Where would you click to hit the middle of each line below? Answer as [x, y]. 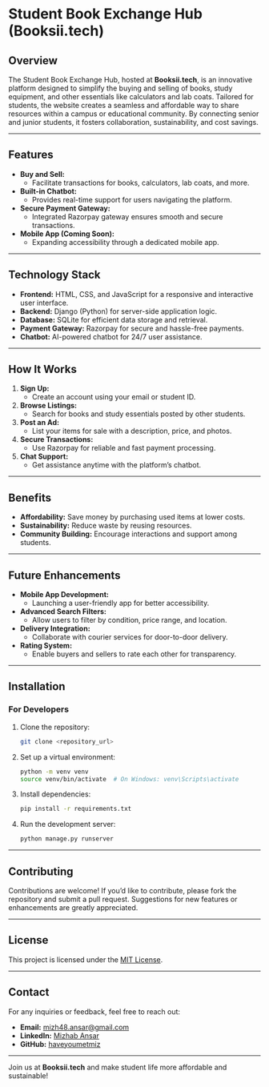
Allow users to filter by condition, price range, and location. [129, 620]
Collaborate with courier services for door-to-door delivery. [130, 637]
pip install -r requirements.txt [76, 809]
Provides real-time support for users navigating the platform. [132, 199]
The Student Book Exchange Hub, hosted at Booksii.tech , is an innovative [130, 80]
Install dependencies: [55, 794]
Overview [33, 60]
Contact [29, 992]
